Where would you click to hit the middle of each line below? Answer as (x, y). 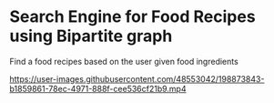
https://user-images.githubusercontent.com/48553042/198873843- (137, 78)
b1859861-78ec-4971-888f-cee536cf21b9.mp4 (98, 88)
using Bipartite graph (91, 36)
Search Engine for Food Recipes (133, 17)
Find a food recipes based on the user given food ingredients (124, 61)
